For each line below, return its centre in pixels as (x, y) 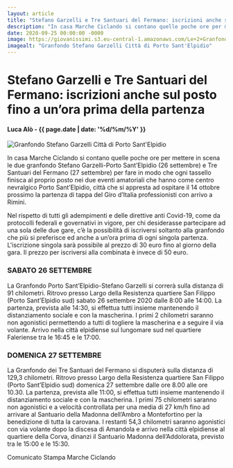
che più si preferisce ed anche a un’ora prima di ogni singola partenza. (108, 238)
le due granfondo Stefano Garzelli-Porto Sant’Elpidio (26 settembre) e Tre (112, 165)
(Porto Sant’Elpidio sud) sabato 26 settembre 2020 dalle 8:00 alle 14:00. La (114, 300)
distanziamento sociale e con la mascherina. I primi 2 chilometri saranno (110, 315)
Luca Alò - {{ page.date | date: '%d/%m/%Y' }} (77, 129)
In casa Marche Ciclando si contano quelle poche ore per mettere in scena (114, 158)
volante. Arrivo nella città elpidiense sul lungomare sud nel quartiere (104, 329)
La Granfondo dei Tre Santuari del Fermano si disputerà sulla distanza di (110, 370)
